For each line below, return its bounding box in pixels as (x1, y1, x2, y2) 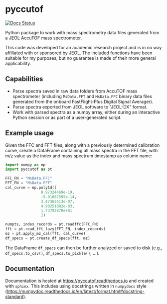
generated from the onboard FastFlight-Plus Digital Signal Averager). (12, 99, 154, 104)
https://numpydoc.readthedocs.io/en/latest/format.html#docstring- (6, 288, 145, 294)
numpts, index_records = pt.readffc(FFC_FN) (5, 222, 99, 227)
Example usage (5, 129, 54, 137)
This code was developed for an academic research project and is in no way (5, 44, 162, 50)
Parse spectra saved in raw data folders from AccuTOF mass (12, 88, 138, 94)
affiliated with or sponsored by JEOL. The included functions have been (5, 50, 153, 56)
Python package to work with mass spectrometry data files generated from (5, 29, 160, 35)
